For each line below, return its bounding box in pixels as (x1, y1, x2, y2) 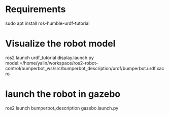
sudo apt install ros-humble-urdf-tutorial (5, 20, 90, 26)
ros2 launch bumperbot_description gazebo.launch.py (5, 105, 119, 111)
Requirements (5, 4, 66, 15)
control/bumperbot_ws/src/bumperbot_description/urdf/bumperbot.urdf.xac (5, 65, 164, 71)
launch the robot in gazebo (5, 88, 121, 100)
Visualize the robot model (5, 38, 116, 49)
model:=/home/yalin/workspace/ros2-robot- (5, 60, 98, 66)
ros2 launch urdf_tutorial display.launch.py (5, 54, 94, 61)
